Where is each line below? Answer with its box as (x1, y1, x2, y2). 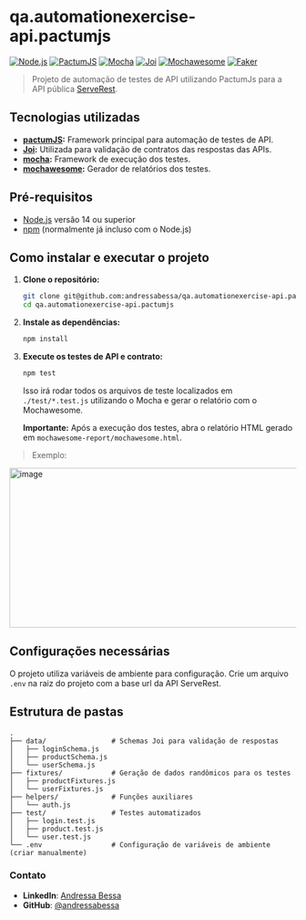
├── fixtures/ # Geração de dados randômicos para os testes (9, 768, 291, 778)
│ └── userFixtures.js (9, 784, 104, 793)
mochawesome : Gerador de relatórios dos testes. (22, 162, 211, 174)
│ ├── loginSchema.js (9, 744, 100, 754)
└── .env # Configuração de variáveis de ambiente (9, 840, 271, 850)
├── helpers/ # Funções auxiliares (9, 792, 194, 801)
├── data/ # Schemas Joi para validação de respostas (9, 737, 280, 746)
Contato (9, 869, 46, 882)
